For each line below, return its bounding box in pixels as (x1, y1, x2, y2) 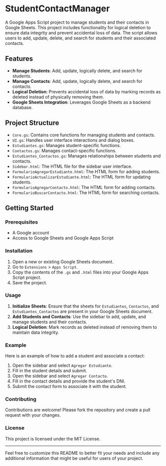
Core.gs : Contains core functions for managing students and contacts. (12, 132, 156, 138)
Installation (5, 247, 33, 254)
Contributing (5, 396, 37, 403)
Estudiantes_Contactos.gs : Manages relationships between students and (12, 153, 161, 158)
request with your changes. (5, 412, 61, 418)
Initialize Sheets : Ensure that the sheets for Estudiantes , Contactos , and (12, 303, 159, 309)
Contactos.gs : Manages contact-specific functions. (12, 148, 117, 154)
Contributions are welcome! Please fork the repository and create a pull (5, 407, 151, 413)
